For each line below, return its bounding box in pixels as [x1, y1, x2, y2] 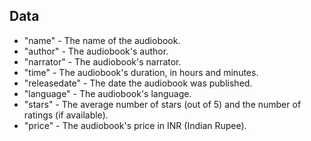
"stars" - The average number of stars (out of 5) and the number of [23, 98, 302, 110]
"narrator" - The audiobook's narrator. [23, 55, 182, 68]
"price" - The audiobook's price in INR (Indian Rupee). [23, 119, 247, 131]
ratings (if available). [23, 109, 109, 121]
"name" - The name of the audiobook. [23, 34, 181, 46]
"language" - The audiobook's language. [23, 87, 192, 99]
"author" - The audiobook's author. [23, 45, 169, 57]
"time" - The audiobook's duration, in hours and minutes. [23, 66, 259, 78]
